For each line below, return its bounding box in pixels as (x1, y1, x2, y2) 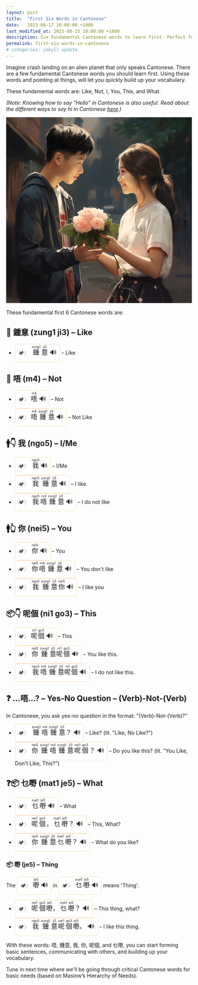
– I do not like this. (91, 668, 136, 675)
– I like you (78, 584, 104, 591)
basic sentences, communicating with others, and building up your (6, 948, 168, 955)
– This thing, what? (94, 905, 140, 912)
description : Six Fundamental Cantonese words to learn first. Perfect (6, 34, 186, 41)
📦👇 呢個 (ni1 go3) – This (6, 608, 97, 619)
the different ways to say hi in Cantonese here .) (6, 105, 122, 112)
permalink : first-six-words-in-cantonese (6, 41, 110, 47)
